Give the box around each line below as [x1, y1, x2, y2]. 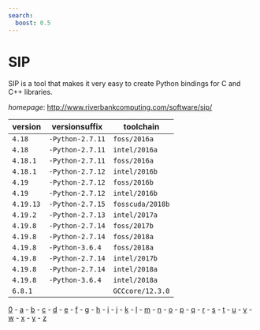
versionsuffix [51, 122, 103, 133]
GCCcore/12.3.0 [113, 287, 170, 296]
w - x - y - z [8, 313, 47, 323]
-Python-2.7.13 [48, 211, 106, 219]
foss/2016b [113, 178, 154, 187]
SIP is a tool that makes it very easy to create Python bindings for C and [8, 79, 241, 88]
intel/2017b [113, 254, 158, 263]
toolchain [123, 122, 160, 133]
